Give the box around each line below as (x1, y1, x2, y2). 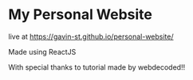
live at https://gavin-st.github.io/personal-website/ (8, 32, 174, 41)
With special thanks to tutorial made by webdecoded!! (8, 62, 186, 72)
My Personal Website (8, 6, 153, 24)
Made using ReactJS (8, 47, 77, 56)
